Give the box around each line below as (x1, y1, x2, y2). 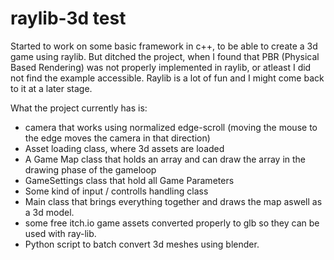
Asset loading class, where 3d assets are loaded (24, 142, 225, 154)
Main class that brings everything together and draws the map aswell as (24, 195, 323, 207)
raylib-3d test (10, 7, 127, 30)
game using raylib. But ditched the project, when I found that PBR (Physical (10, 50, 320, 62)
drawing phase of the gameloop (24, 163, 157, 176)
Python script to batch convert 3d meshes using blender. (24, 238, 260, 250)
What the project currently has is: (10, 102, 148, 114)
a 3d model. (24, 206, 75, 218)
